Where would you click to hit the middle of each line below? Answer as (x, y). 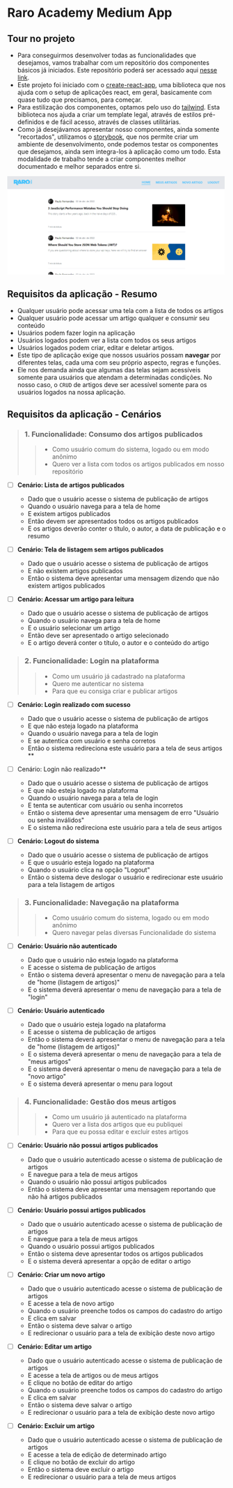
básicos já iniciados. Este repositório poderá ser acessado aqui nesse (117, 70)
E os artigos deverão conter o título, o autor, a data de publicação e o (127, 529)
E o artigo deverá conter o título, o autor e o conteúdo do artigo (118, 643)
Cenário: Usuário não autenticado (67, 946)
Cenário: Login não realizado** (62, 769)
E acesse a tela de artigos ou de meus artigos (93, 1375)
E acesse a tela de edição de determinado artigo (97, 1455)
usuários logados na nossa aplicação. (71, 393)
